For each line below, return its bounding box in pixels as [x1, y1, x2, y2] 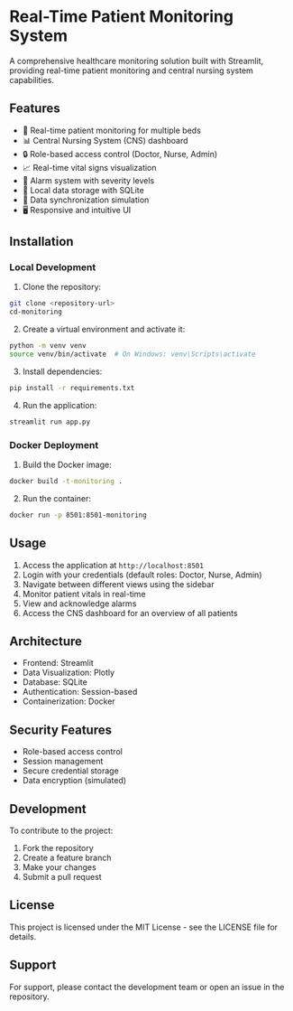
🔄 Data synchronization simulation [22, 194, 150, 205]
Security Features [9, 722, 113, 737]
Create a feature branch [22, 852, 112, 863]
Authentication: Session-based [22, 687, 138, 697]
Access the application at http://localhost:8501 [22, 559, 205, 570]
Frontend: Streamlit [22, 658, 95, 669]
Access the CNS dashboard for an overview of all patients [22, 607, 238, 618]
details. [9, 931, 37, 941]
